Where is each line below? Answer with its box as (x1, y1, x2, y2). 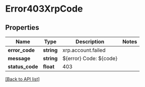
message (8, 55, 30, 62)
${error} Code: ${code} (62, 55, 118, 62)
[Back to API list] (5, 76, 40, 82)
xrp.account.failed (62, 47, 106, 54)
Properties (5, 23, 39, 32)
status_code (8, 63, 38, 70)
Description (75, 38, 105, 45)
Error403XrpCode (5, 3, 83, 15)
